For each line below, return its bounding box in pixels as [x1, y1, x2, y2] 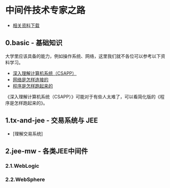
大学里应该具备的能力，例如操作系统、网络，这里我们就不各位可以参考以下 [5, 53, 161, 59]
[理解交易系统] [12, 130, 43, 137]
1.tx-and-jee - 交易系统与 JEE [5, 116, 98, 125]
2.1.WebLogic [5, 162, 40, 169]
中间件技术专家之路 [5, 5, 86, 16]
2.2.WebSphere [5, 176, 45, 183]
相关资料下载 [12, 22, 40, 28]
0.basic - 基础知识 [5, 39, 62, 47]
